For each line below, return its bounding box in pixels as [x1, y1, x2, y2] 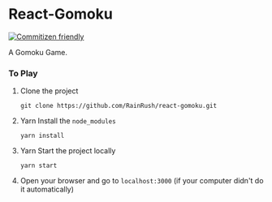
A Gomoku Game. [8, 47, 67, 57]
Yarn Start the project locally [19, 146, 116, 156]
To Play [8, 67, 38, 79]
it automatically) [19, 184, 75, 195]
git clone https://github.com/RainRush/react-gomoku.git [19, 102, 218, 110]
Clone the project [19, 86, 79, 96]
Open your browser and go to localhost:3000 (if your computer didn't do [19, 176, 264, 186]
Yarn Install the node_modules [19, 116, 116, 126]
